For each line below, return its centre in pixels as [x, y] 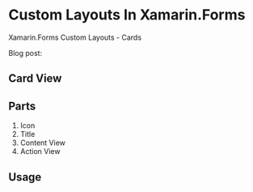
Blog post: [25, 53]
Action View [40, 151]
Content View [43, 143]
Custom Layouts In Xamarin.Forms [127, 15]
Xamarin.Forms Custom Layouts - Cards [75, 37]
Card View [35, 79]
